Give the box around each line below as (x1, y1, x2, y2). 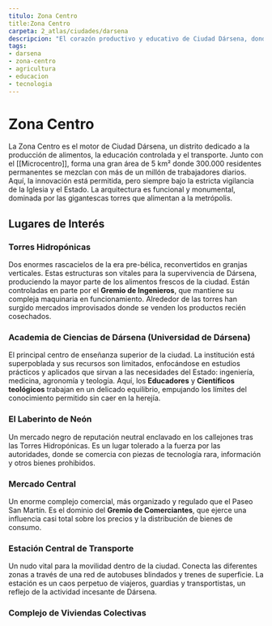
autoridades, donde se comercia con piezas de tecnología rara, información (8, 449, 261, 459)
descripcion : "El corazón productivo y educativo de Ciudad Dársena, (8, 34, 249, 43)
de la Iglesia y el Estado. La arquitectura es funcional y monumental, (8, 184, 236, 195)
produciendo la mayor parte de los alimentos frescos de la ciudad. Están (8, 277, 250, 287)
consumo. (8, 523, 42, 533)
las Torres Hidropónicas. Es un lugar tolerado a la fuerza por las (8, 440, 221, 451)
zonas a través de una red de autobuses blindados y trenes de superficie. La (8, 570, 265, 580)
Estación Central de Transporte (8, 542, 134, 554)
